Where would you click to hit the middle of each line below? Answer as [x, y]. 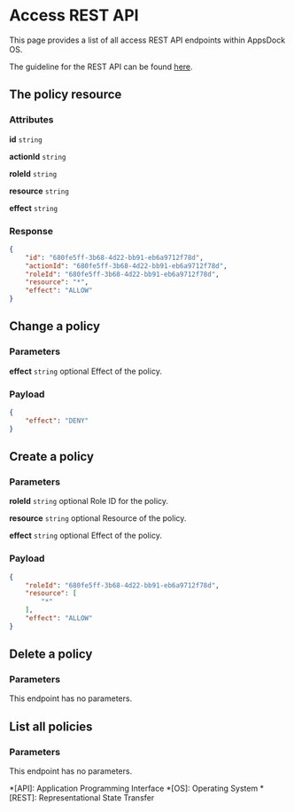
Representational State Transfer [97, 798]
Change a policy [54, 326]
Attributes [31, 120]
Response [31, 231]
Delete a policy [51, 654]
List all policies [51, 726]
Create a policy [52, 457]
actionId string [38, 156]
